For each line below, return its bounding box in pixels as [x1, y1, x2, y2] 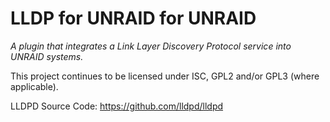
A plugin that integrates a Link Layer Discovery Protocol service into [10, 40, 292, 52]
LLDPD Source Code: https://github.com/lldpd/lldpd [10, 100, 224, 112]
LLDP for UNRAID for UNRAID [10, 7, 257, 30]
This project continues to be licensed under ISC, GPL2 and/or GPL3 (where [10, 70, 320, 82]
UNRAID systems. [10, 50, 84, 62]
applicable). [10, 80, 59, 92]
